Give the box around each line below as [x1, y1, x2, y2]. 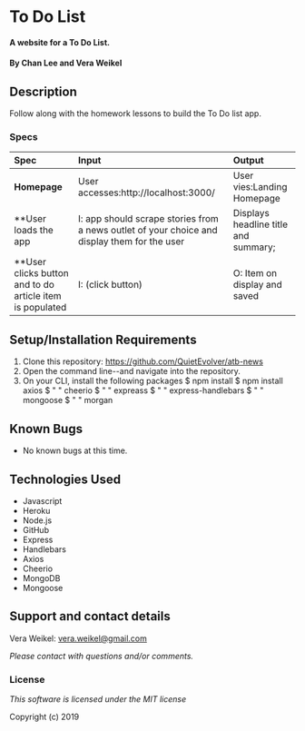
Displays [232, 207, 270, 220]
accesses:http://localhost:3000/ [78, 186, 216, 199]
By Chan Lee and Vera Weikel [9, 57, 123, 69]
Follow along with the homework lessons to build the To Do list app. [9, 108, 261, 119]
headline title [232, 218, 289, 231]
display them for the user [78, 235, 185, 248]
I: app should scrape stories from [78, 212, 220, 225]
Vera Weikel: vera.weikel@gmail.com [9, 633, 148, 644]
